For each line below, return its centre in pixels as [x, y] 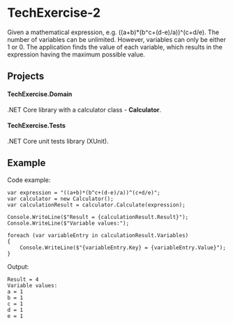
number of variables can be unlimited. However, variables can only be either [117, 39]
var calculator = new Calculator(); [60, 199]
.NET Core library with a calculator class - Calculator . [84, 109]
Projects [26, 76]
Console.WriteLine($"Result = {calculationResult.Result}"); [98, 217]
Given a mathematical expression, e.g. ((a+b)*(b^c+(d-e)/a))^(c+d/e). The [113, 32]
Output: [18, 266]
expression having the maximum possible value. [76, 54]
